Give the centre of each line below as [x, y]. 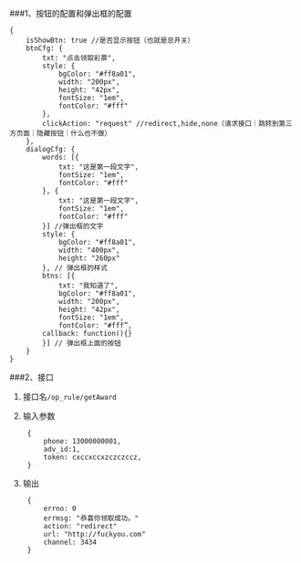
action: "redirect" [80, 527]
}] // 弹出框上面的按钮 [82, 343]
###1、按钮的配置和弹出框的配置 [71, 13]
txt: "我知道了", [88, 286]
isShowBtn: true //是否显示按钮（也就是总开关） [110, 40]
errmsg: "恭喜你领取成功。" [91, 518]
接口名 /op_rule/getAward [69, 396]
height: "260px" [89, 258]
